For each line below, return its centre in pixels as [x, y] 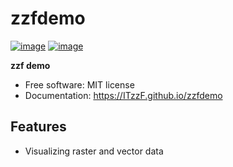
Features [38, 127]
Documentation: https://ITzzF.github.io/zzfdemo [123, 95]
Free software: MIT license [79, 84]
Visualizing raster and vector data [94, 151]
